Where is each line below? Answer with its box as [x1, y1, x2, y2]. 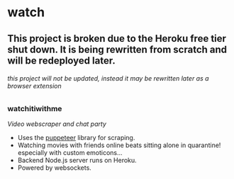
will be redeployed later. [7, 54, 116, 67]
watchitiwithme [7, 103, 62, 113]
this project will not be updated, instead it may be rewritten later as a [7, 74, 209, 83]
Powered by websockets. [17, 163, 92, 172]
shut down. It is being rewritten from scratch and [7, 43, 228, 55]
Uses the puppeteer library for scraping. [17, 134, 135, 142]
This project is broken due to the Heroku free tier [7, 33, 227, 45]
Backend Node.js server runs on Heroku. [17, 156, 137, 165]
